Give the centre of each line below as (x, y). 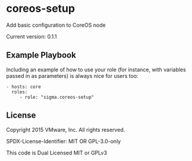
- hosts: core (24, 87)
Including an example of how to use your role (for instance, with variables (96, 70)
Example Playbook (41, 55)
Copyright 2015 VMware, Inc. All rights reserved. (66, 130)
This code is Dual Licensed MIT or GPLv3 (57, 153)
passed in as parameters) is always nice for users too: (72, 75)
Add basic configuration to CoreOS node (56, 25)
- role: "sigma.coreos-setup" (57, 97)
